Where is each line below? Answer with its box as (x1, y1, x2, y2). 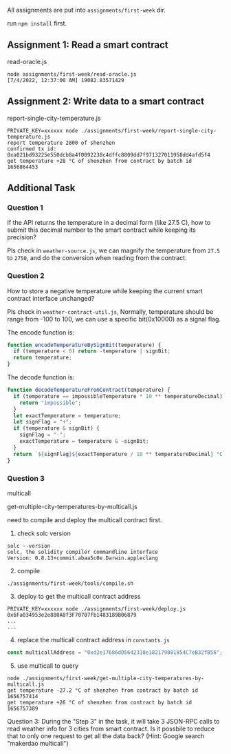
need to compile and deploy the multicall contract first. (7, 515, 162, 524)
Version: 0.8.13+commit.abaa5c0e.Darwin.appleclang (7, 555, 158, 562)
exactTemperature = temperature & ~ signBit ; (19, 438, 149, 445)
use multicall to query (16, 662, 79, 670)
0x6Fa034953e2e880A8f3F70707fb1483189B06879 (7, 611, 137, 618)
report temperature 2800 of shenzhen (7, 139, 115, 146)
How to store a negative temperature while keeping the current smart (7, 286, 203, 295)
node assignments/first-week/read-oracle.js (7, 70, 137, 78)
